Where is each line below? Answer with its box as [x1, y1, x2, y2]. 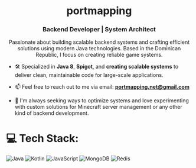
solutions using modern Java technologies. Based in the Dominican [17, 45, 181, 52]
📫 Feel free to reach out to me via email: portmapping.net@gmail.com [14, 83, 190, 91]
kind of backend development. [14, 109, 89, 117]
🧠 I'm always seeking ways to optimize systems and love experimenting [14, 97, 189, 104]
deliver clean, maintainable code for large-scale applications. [14, 72, 164, 79]
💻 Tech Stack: [6, 131, 79, 145]
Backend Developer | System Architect [42, 25, 156, 34]
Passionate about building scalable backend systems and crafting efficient [8, 38, 190, 46]
